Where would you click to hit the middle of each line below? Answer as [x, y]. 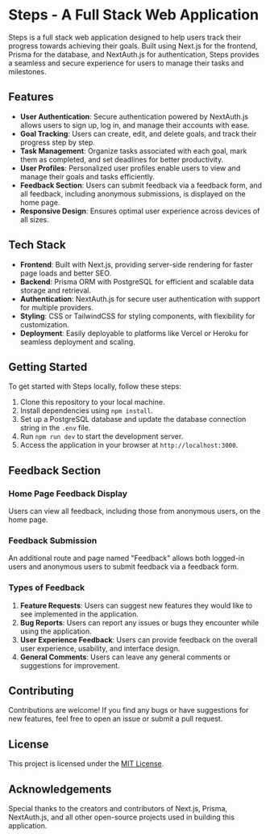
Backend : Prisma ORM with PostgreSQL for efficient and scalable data [137, 281]
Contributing [41, 691]
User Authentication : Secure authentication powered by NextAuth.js [134, 116]
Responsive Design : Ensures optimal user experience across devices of [140, 211]
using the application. [56, 631]
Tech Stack [37, 245]
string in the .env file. [55, 428]
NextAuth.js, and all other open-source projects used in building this [122, 817]
